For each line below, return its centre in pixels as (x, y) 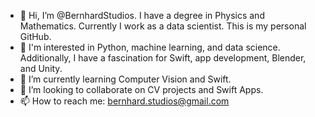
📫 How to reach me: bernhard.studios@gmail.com (124, 101)
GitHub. (35, 36)
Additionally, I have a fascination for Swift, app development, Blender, (163, 58)
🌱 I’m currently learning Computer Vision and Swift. (125, 79)
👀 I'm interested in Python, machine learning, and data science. (150, 47)
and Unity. (41, 68)
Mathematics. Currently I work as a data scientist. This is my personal (163, 26)
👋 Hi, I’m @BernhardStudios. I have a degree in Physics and (142, 15)
